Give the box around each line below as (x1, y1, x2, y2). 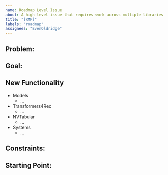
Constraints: (5, 144, 45, 153)
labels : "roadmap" (5, 21, 44, 27)
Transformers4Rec (12, 103, 52, 109)
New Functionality (5, 79, 64, 87)
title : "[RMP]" (5, 17, 37, 22)
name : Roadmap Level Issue (5, 7, 62, 13)
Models (12, 92, 29, 98)
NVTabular (12, 114, 35, 120)
